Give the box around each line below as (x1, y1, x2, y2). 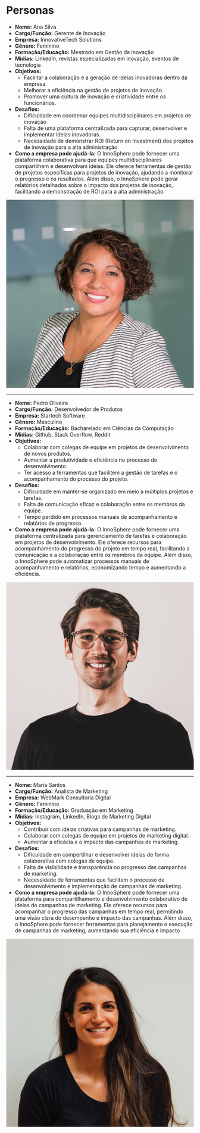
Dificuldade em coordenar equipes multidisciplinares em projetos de (23, 111, 192, 119)
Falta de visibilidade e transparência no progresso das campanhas (23, 864, 187, 871)
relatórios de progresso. (23, 519, 83, 527)
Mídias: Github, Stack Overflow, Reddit (14, 431, 111, 438)
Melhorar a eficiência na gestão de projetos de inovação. (23, 86, 164, 94)
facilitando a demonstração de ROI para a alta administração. (14, 188, 165, 195)
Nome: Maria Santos (14, 782, 66, 789)
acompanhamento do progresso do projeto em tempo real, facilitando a (14, 544, 190, 552)
